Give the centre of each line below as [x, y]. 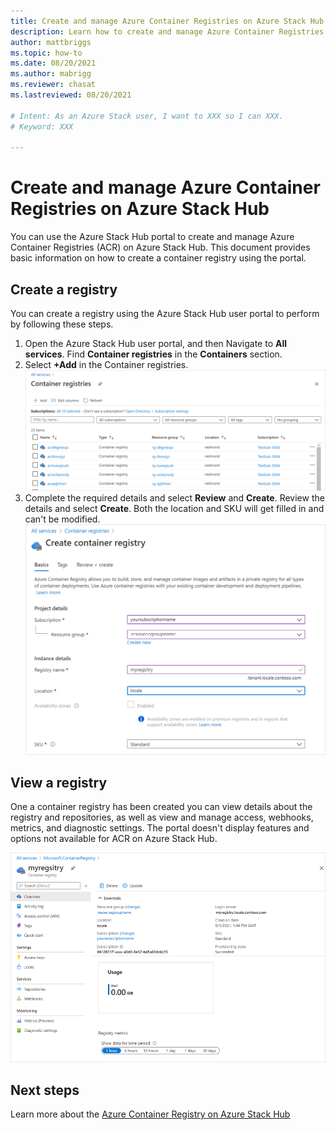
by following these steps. [62, 324]
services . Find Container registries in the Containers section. [153, 354]
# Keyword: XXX [42, 126]
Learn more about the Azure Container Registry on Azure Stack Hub [150, 1114]
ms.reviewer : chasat [53, 85]
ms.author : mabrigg [51, 74]
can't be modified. [62, 519]
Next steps [45, 1090]
